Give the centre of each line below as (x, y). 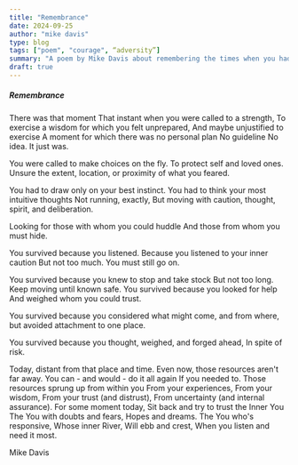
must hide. (28, 236)
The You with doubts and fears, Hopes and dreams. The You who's (132, 416)
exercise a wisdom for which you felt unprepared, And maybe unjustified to (146, 127)
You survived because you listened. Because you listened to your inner (139, 253)
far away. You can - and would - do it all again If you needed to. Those (137, 378)
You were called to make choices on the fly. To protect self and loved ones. (146, 163)
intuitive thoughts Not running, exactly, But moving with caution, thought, (143, 199)
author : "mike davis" (49, 34)
